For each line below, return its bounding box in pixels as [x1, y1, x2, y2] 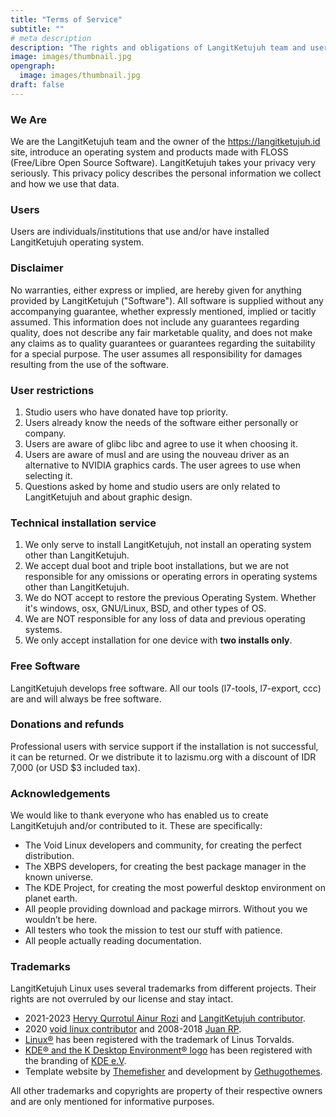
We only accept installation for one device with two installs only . [24, 634, 293, 646]
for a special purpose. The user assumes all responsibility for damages [10, 347, 303, 360]
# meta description [10, 33, 92, 43]
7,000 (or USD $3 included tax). [10, 761, 141, 773]
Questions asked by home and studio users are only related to [24, 480, 281, 492]
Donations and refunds [10, 717, 125, 731]
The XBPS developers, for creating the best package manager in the [24, 861, 307, 873]
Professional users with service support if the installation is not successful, [10, 740, 319, 752]
